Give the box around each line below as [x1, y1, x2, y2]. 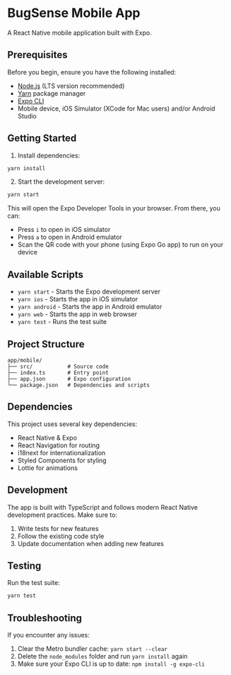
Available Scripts [7, 268, 83, 281]
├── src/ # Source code [7, 363, 109, 370]
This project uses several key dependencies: [7, 420, 138, 428]
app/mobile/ [7, 357, 42, 364]
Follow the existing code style [17, 532, 105, 540]
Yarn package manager [17, 89, 86, 97]
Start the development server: [17, 177, 105, 186]
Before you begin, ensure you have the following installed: [7, 67, 177, 76]
